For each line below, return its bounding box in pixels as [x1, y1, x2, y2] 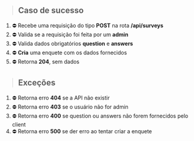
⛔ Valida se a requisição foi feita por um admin [11, 31, 129, 38]
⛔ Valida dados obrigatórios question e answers [11, 40, 133, 47]
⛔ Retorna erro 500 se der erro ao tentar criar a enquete [11, 127, 152, 135]
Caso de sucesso [17, 5, 84, 16]
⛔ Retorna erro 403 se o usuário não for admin [11, 103, 129, 110]
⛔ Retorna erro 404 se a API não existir [11, 94, 110, 101]
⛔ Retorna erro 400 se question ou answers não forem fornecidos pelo [11, 112, 189, 119]
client [11, 121, 26, 128]
